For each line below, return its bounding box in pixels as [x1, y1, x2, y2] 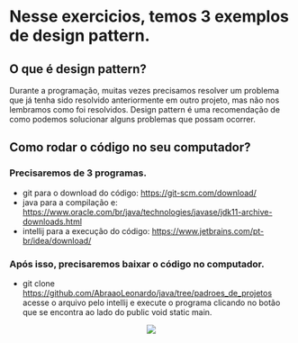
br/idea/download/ [22, 235, 92, 246]
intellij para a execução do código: [22, 225, 150, 236]
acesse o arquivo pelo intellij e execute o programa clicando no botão [22, 297, 281, 308]
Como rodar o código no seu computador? [9, 140, 251, 155]
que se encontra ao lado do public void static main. [22, 306, 212, 317]
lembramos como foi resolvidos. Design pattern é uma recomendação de [9, 104, 281, 114]
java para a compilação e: [22, 196, 119, 208]
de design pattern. [9, 25, 150, 46]
